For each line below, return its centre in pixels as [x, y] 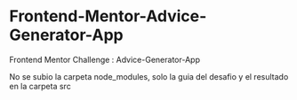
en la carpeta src [40, 86]
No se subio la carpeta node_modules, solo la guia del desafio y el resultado [149, 76]
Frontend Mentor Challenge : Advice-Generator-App [104, 59]
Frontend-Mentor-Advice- [108, 16]
